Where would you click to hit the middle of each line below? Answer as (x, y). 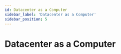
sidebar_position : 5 (26, 19)
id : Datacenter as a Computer (36, 10)
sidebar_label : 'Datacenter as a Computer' (51, 14)
